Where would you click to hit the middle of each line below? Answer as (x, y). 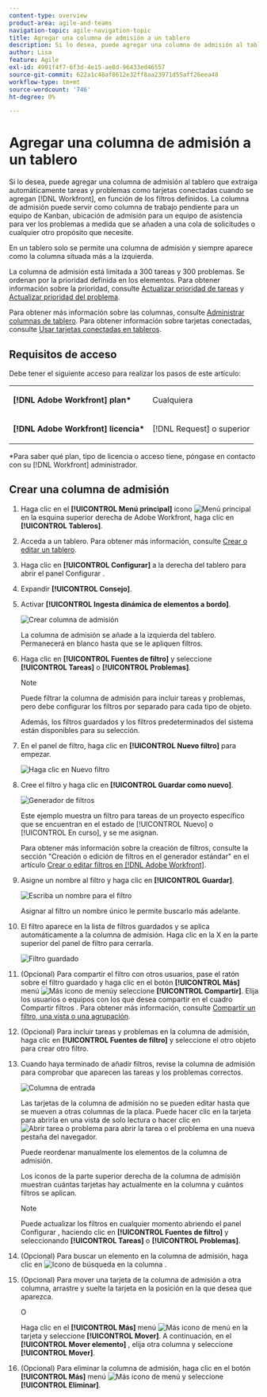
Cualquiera (173, 400)
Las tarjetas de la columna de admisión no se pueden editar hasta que (135, 1103)
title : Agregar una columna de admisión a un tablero (100, 38)
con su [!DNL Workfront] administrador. (73, 465)
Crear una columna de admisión (89, 490)
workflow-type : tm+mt (45, 82)
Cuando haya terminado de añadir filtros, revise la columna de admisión (138, 1063)
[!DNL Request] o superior (201, 428)
